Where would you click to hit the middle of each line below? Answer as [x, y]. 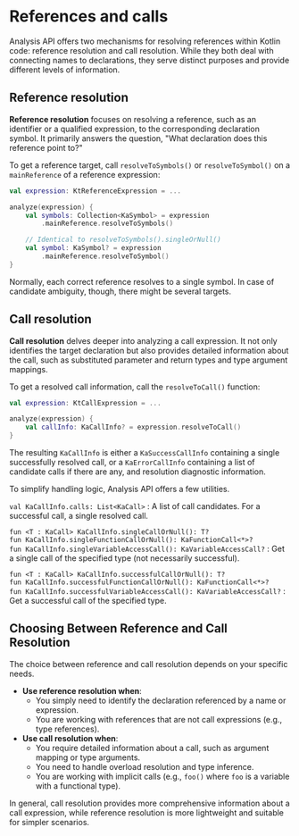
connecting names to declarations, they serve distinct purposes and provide [149, 60]
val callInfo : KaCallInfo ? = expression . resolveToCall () [133, 427]
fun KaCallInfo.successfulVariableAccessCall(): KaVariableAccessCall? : [147, 591]
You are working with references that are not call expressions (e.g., [159, 719]
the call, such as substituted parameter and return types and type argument [149, 360]
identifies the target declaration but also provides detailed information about [149, 350]
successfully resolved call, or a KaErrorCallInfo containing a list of [133, 463]
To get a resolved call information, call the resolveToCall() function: [135, 387]
